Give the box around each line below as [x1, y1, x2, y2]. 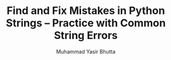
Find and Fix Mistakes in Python [6, 4, 165, 17]
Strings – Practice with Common [5, 16, 166, 30]
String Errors [53, 29, 118, 42]
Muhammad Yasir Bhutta [56, 48, 116, 55]
